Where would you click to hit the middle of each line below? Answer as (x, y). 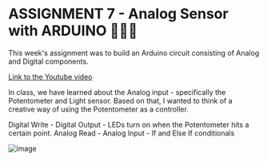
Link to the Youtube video (50, 77)
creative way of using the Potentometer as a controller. (99, 109)
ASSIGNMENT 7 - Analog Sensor (119, 14)
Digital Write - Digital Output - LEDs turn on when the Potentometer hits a (129, 124)
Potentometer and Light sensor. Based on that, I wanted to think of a (121, 100)
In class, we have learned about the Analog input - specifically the (117, 92)
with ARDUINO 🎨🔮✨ (73, 31)
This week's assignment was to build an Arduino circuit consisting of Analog (134, 53)
